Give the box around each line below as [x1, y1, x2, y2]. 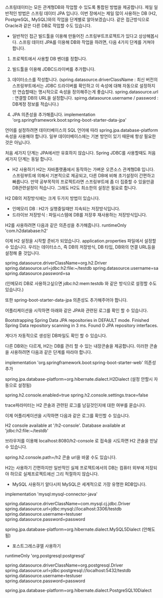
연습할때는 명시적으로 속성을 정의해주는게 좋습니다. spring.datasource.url [17, 89, 159, 95]
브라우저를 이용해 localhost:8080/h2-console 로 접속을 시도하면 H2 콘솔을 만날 [5, 438, 158, 443]
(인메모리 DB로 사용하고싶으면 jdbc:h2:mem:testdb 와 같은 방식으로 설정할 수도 [5, 281, 157, 286]
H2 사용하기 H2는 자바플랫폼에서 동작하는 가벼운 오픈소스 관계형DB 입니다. [12, 166, 155, 172]
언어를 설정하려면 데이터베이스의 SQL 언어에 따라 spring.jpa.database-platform [5, 127, 158, 133]
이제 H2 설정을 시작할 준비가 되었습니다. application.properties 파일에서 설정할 [5, 238, 156, 244]
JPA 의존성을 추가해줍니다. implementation [12, 112, 96, 117]
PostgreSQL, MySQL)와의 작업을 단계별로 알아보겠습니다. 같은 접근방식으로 [5, 17, 150, 22]
